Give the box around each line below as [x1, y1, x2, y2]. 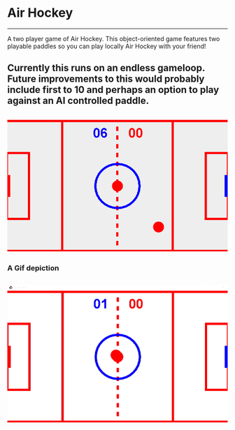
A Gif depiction [7, 263, 59, 273]
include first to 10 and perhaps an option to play [7, 84, 220, 96]
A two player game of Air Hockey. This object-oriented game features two [7, 34, 220, 43]
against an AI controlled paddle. [7, 95, 149, 107]
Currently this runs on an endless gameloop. [7, 62, 205, 74]
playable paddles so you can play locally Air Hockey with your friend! [7, 42, 206, 50]
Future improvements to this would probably [7, 73, 205, 85]
